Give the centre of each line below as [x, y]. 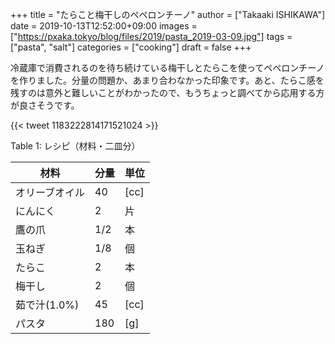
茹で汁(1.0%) [47, 305]
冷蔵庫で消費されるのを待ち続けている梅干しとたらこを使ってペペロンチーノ [167, 67]
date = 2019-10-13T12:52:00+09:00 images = [104, 26]
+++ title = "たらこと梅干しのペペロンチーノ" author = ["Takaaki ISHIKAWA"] [168, 14]
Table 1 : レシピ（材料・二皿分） [75, 146]
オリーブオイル [50, 192]
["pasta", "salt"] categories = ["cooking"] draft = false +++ [131, 47]
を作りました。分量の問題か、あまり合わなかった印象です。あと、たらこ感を [167, 80]
